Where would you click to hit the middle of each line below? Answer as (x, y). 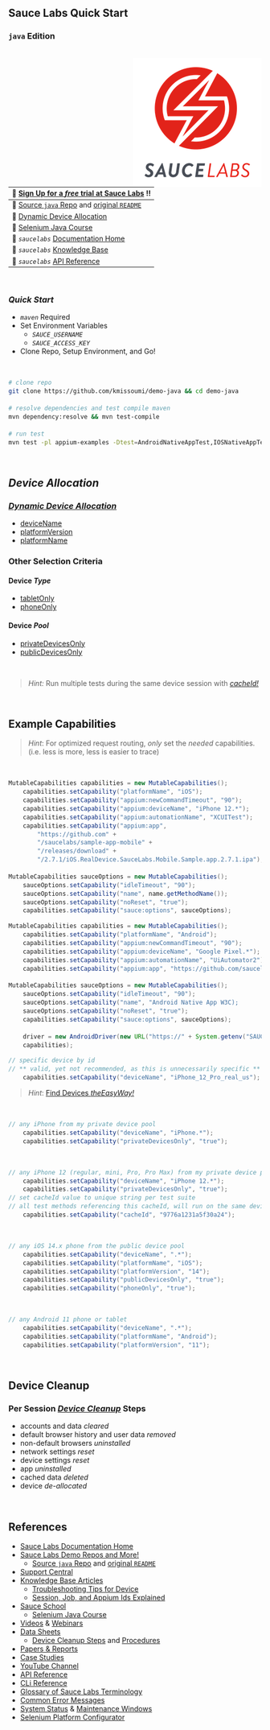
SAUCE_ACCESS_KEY (61, 344)
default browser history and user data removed (98, 1435)
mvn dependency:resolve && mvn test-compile (84, 417)
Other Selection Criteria (55, 561)
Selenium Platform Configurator (72, 1717)
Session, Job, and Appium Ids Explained (98, 1598)
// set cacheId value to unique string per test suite (102, 1198)
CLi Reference (43, 1683)
